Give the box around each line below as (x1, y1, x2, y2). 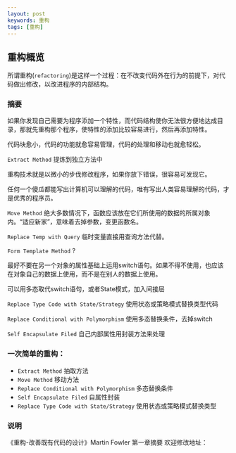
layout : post (7, 10, 46, 18)
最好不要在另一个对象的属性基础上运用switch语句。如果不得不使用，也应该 (7, 261, 224, 269)
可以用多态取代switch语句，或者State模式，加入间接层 (7, 285, 166, 293)
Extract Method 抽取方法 (17, 366, 89, 375)
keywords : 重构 (7, 17, 50, 24)
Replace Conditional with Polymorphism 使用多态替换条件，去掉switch (7, 314, 213, 324)
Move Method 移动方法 (17, 375, 80, 383)
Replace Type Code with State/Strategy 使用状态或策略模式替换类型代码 (7, 300, 218, 308)
